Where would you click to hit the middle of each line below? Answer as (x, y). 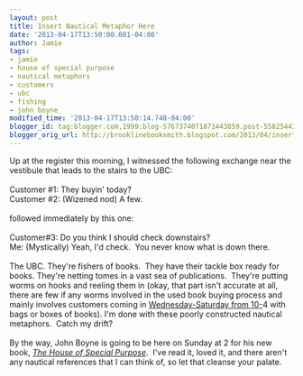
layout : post (34, 18)
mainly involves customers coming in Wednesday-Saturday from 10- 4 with (147, 304)
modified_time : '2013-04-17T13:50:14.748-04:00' (102, 118)
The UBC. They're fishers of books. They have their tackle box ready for (144, 266)
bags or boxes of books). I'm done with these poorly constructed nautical (146, 314)
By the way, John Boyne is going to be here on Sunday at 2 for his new (141, 343)
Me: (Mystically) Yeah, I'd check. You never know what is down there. (140, 247)
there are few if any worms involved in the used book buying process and (146, 295)
